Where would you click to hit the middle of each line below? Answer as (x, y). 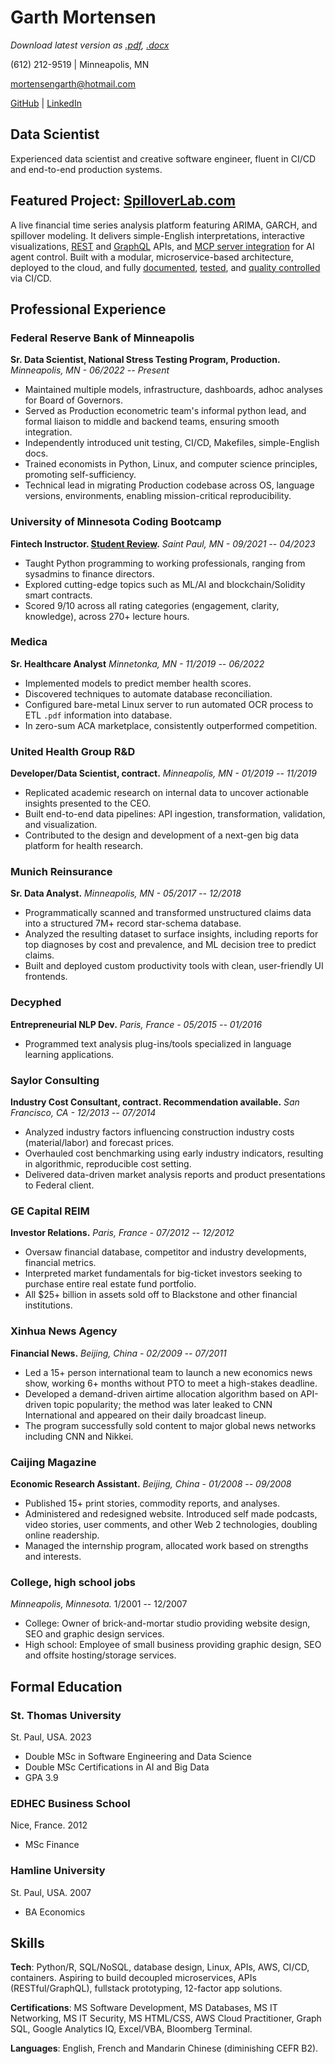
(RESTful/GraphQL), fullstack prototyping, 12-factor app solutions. (146, 1988)
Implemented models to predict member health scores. (138, 683)
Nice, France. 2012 (49, 1825)
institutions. (48, 1305)
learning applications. (69, 1054)
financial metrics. (60, 1263)
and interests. (53, 1556)
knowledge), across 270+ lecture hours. (107, 616)
